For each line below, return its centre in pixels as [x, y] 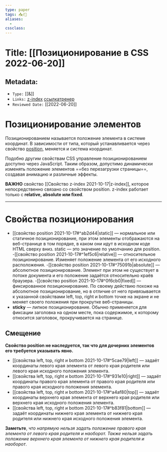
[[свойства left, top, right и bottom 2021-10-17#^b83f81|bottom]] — [82, 408]
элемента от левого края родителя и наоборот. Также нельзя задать [79, 433]
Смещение [23, 333]
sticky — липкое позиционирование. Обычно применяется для [79, 307]
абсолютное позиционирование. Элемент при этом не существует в [85, 270]
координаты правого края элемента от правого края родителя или [83, 381]
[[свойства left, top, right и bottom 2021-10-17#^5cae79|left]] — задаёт [86, 360]
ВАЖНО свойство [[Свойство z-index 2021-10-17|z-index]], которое [77, 184]
